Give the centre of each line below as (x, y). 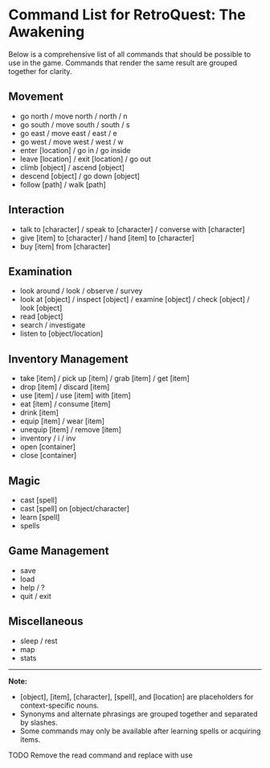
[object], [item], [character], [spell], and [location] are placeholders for (137, 696)
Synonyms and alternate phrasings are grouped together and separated (139, 713)
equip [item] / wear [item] (62, 421)
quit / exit (35, 596)
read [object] (41, 316)
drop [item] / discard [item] (65, 387)
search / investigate (53, 325)
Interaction (37, 210)
